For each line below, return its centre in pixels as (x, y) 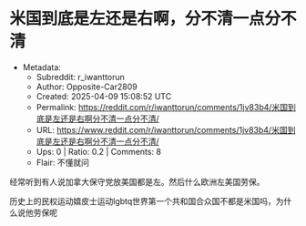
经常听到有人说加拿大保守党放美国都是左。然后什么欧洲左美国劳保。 (137, 181)
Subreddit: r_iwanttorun (81, 77)
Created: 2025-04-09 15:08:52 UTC (104, 96)
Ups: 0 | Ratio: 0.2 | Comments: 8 (99, 151)
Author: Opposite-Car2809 (87, 87)
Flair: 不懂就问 (62, 162)
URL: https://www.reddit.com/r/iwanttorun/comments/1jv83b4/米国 (162, 129)
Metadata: (42, 67)
